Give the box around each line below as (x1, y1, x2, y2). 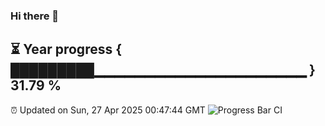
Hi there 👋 (10, 9, 60, 23)
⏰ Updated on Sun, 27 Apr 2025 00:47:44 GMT (10, 104, 206, 116)
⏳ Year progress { (10, 41, 123, 58)
